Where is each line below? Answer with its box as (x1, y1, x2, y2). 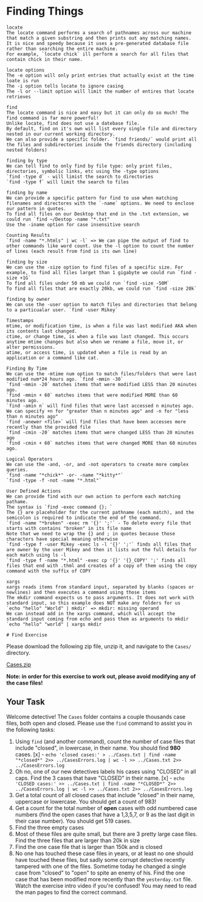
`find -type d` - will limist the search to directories (6, 174, 154, 180)
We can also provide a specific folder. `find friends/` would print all (6, 136, 198, 143)
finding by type (6, 157, 47, 164)
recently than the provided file (6, 424, 91, 430)
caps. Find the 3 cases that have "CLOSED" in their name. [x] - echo (15, 774, 185, 781)
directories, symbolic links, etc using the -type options (6, 168, 159, 174)
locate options (6, 67, 45, 73)
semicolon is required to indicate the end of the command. (6, 515, 162, 521)
